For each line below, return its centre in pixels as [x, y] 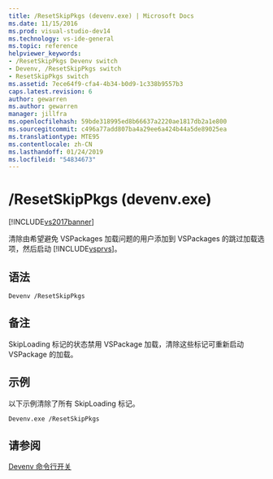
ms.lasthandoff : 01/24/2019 [56, 152]
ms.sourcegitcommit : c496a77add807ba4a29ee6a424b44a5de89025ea [118, 129]
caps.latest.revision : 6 [50, 91]
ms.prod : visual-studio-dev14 [60, 31]
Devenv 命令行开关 [40, 467]
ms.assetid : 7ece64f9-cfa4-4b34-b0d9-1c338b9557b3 [96, 84]
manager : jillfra [38, 114]
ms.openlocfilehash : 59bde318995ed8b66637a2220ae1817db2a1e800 [118, 122]
